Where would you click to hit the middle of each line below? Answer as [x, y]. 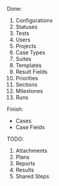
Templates [28, 65]
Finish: [15, 109]
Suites [23, 59]
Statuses [26, 27]
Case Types [30, 53]
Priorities [27, 78]
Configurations [34, 20]
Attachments [31, 151]
